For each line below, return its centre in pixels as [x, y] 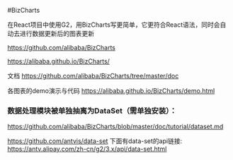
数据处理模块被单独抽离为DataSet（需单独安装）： [92, 111]
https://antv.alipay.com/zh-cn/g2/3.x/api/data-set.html [87, 149]
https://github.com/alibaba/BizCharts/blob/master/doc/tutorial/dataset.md [115, 127]
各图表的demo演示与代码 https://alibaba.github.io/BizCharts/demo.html [111, 91]
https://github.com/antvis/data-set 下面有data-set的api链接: [95, 141]
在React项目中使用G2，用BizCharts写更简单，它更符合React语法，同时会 [114, 25]
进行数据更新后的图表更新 [57, 33]
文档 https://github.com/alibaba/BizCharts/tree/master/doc [93, 76]
